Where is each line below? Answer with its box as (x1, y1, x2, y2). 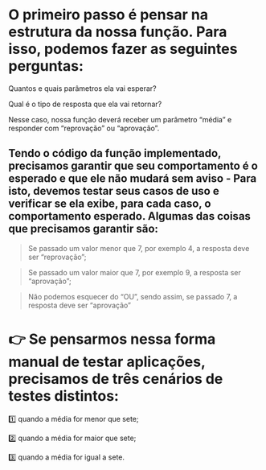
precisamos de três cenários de (8, 369, 223, 388)
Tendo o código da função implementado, (8, 146, 222, 160)
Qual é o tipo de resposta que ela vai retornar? (8, 99, 162, 109)
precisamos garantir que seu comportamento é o (8, 159, 259, 173)
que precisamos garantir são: (8, 222, 159, 236)
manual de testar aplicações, (8, 352, 206, 371)
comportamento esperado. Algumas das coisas (8, 209, 252, 223)
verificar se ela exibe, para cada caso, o (8, 197, 211, 211)
